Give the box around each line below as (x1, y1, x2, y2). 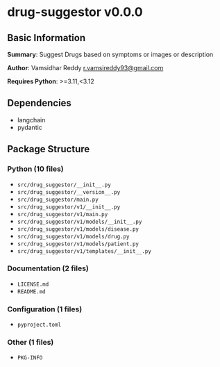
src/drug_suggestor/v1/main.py (17, 211, 108, 218)
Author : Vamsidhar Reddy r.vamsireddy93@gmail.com (7, 64, 164, 72)
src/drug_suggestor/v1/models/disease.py (17, 225, 139, 233)
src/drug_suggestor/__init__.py (17, 181, 111, 188)
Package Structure (7, 143, 90, 155)
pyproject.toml (17, 321, 62, 329)
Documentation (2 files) (7, 263, 89, 273)
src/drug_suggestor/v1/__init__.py (17, 203, 121, 211)
